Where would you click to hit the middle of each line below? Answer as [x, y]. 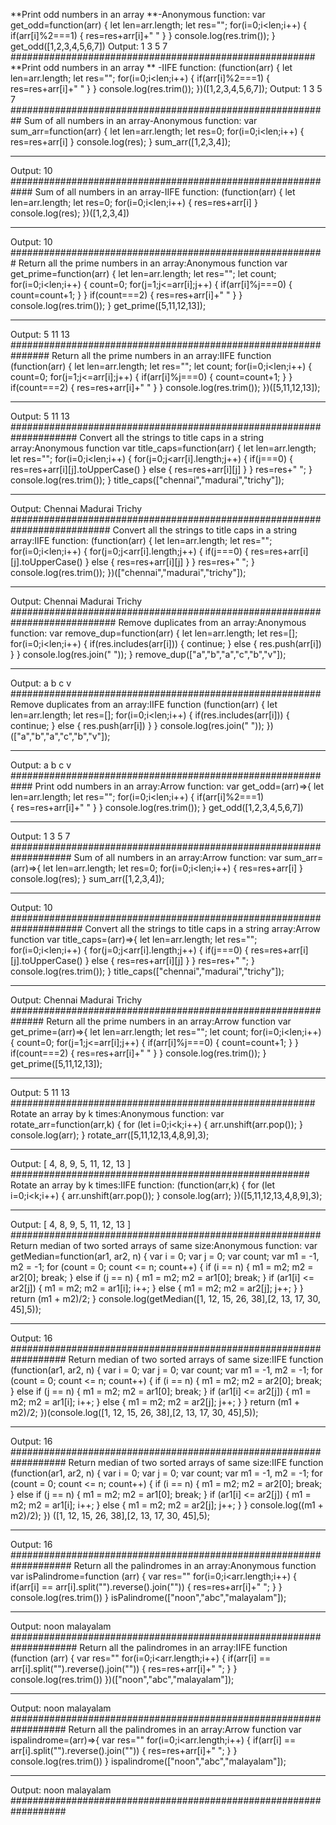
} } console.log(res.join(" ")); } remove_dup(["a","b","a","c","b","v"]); [148, 654]
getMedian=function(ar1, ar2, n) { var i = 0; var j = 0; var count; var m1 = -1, [165, 1256]
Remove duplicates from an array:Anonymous [212, 622]
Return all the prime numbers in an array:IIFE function [161, 355]
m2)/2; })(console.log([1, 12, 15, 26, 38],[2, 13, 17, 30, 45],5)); [134, 1412]
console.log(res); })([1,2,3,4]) [70, 213]
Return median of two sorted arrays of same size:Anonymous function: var [164, 1245]
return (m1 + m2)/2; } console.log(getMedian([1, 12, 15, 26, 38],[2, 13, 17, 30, [166, 1298]
